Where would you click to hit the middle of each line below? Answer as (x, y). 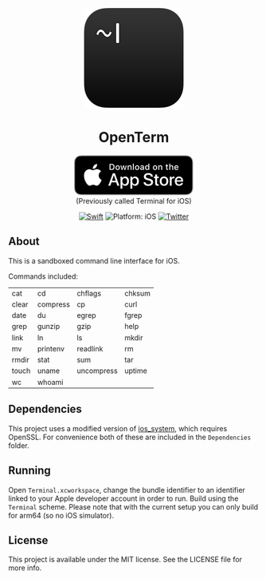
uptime (136, 371)
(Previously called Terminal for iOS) (134, 200)
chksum (138, 293)
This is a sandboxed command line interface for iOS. (94, 260)
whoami (50, 382)
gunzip (49, 327)
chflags (89, 293)
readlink (90, 348)
